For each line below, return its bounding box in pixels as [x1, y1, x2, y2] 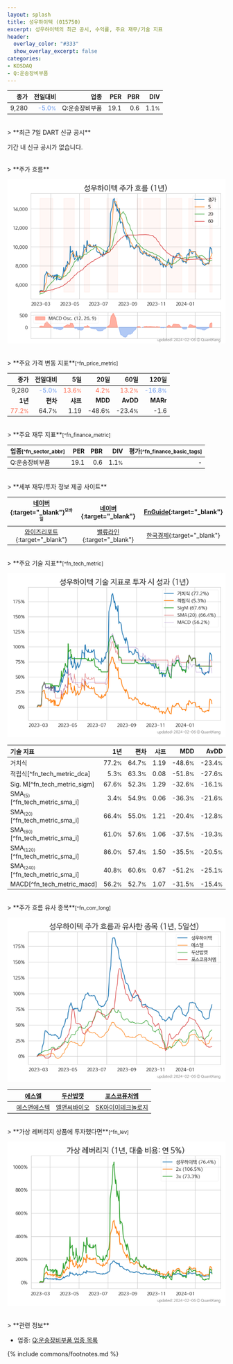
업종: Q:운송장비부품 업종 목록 [17, 1336, 98, 1344]
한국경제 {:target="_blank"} [146, 532, 221, 540]
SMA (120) [10, 844, 36, 853]
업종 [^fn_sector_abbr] [10, 447, 66, 455]
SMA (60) [10, 825, 33, 835]
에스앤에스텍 [16, 1103, 51, 1112]
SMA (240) [10, 862, 36, 871]
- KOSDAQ [7, 63, 33, 69]
